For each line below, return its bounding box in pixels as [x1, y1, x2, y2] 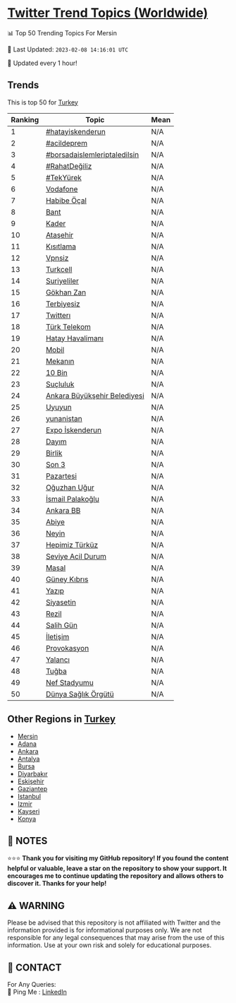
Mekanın [45, 356, 75, 366]
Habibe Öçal [45, 196, 87, 206]
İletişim [45, 631, 70, 641]
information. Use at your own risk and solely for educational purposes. [7, 941, 212, 949]
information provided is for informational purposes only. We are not [7, 926, 202, 934]
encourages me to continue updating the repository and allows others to [7, 872, 224, 880]
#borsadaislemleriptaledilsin [45, 150, 139, 160]
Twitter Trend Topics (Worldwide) [7, 5, 209, 21]
